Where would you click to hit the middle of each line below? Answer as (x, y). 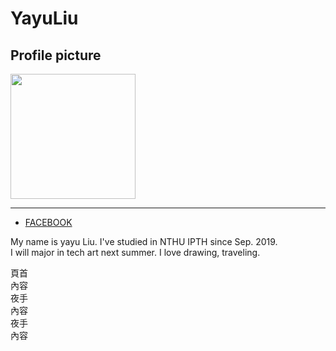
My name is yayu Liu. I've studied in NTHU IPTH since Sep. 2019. (144, 241)
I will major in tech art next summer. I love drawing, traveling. (135, 252)
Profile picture (56, 55)
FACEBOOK (48, 222)
